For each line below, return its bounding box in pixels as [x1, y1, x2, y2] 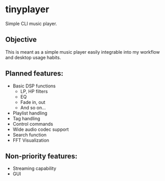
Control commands [12, 121, 54, 127]
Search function [12, 131, 47, 138]
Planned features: [5, 69, 64, 78]
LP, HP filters [20, 88, 48, 94]
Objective [5, 35, 37, 44]
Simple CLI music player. [5, 20, 57, 27]
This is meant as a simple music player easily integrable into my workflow [5, 49, 160, 55]
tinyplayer [5, 4, 50, 15]
